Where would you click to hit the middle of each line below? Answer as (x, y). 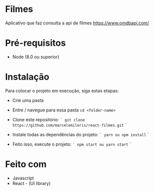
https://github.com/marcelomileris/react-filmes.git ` (69, 125)
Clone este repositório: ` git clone (48, 119)
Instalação (27, 77)
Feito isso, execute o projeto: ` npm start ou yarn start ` (72, 144)
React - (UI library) (31, 183)
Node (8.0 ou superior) (36, 57)
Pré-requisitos (36, 43)
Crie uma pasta (28, 100)
